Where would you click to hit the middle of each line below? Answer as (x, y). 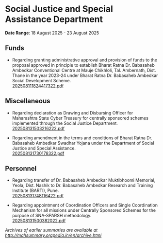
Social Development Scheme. (41, 80)
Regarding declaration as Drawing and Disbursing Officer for (73, 112)
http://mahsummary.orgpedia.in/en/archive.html (53, 235)
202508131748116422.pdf (38, 196)
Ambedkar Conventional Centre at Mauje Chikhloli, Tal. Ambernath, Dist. (84, 70)
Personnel (21, 168)
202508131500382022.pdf (39, 221)
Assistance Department (54, 19)
